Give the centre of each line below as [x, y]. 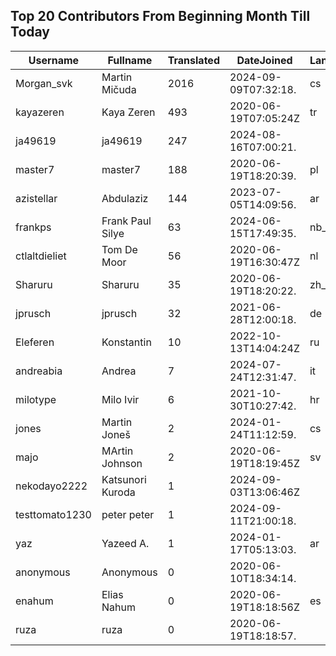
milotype [36, 399]
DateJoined [264, 60]
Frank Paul [126, 221]
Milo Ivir [120, 399]
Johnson [122, 463]
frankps [33, 227]
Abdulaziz [125, 198]
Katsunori [124, 479]
